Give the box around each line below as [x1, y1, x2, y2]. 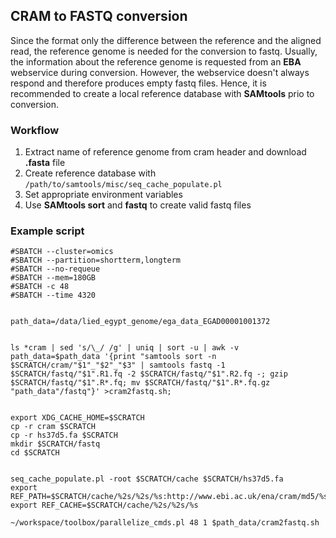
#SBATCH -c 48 [10, 282, 70, 292]
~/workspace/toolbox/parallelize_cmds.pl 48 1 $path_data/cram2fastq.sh [10, 518, 320, 528]
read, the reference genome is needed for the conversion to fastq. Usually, [10, 45, 318, 57]
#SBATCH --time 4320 [10, 290, 97, 301]
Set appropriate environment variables [24, 189, 183, 201]
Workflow [10, 123, 60, 137]
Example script [10, 224, 85, 238]
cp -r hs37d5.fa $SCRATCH [10, 430, 118, 441]
